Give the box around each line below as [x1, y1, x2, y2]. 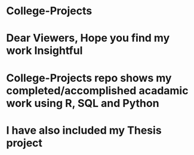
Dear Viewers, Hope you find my [6, 31, 170, 45]
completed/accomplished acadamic [6, 84, 189, 97]
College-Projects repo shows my [6, 71, 172, 84]
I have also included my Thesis [6, 124, 162, 137]
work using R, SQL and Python [6, 96, 159, 110]
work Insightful [6, 44, 83, 58]
